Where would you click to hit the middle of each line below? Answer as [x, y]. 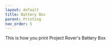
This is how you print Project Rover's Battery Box [55, 38]
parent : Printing [23, 19]
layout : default [22, 10]
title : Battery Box [25, 14]
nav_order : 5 [19, 24]
